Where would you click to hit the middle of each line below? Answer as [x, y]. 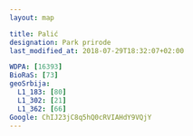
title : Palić [34, 34]
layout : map [32, 18]
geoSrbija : [30, 84]
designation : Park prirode [60, 42]
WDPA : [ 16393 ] [36, 67]
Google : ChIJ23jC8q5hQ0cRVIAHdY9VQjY [81, 117]
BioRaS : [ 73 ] [34, 76]
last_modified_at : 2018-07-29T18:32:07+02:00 [96, 50]
